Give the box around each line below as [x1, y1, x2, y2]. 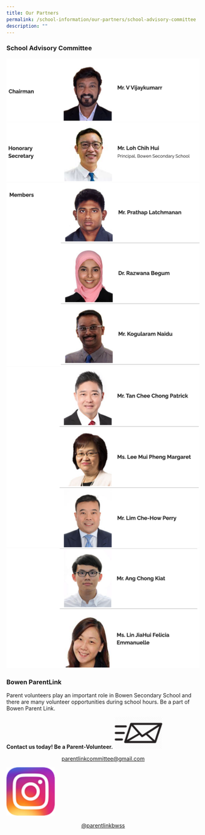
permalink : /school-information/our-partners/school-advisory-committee [6, 16, 196, 23]
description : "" [6, 23, 48, 29]
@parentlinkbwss [81, 822, 125, 829]
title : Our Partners [6, 10, 60, 16]
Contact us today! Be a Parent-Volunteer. [6, 743, 114, 751]
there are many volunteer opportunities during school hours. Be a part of [6, 698, 190, 705]
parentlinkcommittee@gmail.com [61, 755, 145, 762]
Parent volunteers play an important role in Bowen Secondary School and [6, 691, 192, 699]
